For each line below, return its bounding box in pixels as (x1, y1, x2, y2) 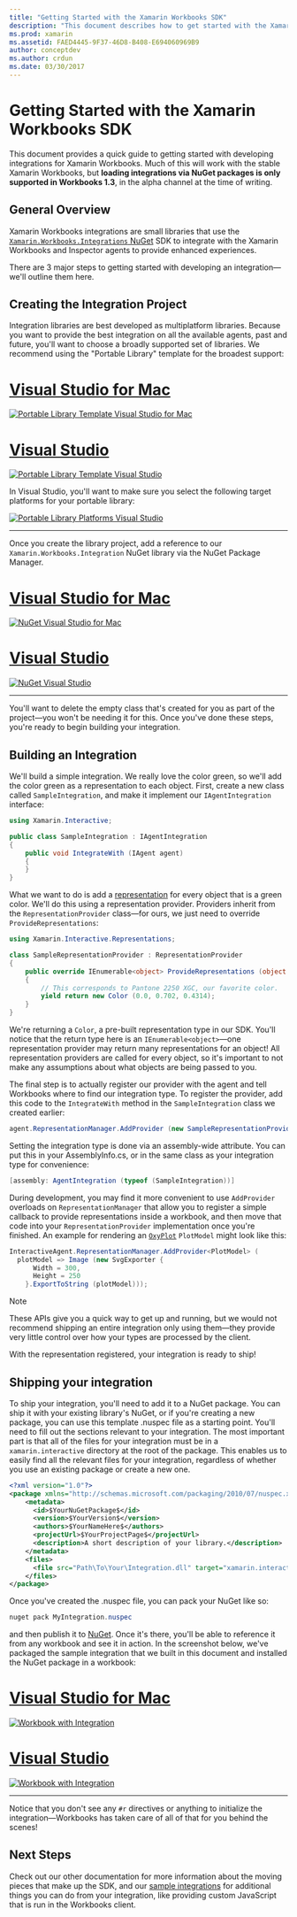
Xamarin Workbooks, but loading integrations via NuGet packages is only (9, 167, 281, 178)
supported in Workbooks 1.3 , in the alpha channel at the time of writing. (9, 176, 273, 187)
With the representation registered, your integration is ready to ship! (9, 1349, 256, 1359)
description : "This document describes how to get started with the (9, 21, 267, 30)
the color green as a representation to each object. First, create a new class (9, 781, 285, 790)
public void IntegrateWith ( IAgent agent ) (25, 849, 184, 858)
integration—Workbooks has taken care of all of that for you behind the (9, 1813, 269, 1823)
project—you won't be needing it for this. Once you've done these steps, (9, 712, 274, 723)
